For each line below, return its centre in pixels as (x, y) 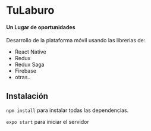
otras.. (23, 77)
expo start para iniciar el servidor (48, 122)
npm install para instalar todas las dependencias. (67, 110)
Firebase (26, 71)
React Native (30, 52)
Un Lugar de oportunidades (41, 27)
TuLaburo (30, 10)
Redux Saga (29, 65)
